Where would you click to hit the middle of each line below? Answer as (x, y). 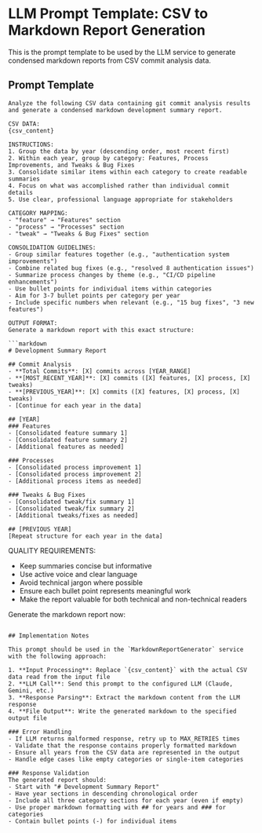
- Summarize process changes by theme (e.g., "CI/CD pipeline (112, 275)
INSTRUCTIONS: (31, 144)
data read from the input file (59, 677)
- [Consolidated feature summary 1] (68, 433)
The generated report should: (58, 780)
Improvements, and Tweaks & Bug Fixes (71, 165)
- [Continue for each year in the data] (75, 405)
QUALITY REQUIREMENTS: (52, 550)
